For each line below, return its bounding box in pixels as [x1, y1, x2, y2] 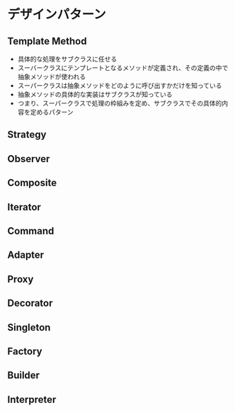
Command [7, 224, 55, 237]
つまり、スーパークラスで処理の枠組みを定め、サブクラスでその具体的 [17, 99, 222, 107]
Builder [7, 370, 40, 382]
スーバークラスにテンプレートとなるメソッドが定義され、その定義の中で [17, 64, 229, 71]
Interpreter [7, 394, 57, 406]
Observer [7, 153, 50, 165]
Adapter [7, 249, 45, 261]
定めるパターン [30, 108, 74, 116]
